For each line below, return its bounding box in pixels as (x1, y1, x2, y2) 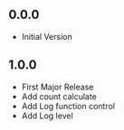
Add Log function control (21, 100, 115, 111)
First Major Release (21, 81, 94, 92)
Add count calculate (21, 90, 97, 102)
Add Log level (21, 110, 73, 121)
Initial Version (21, 31, 73, 42)
